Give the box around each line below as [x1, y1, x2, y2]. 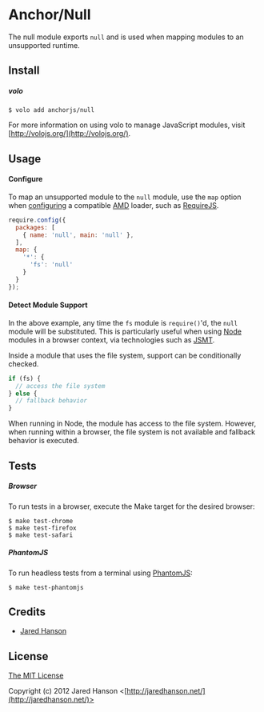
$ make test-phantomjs [8, 583, 84, 591]
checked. [8, 358, 39, 369]
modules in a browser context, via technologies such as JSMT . [8, 334, 215, 345]
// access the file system [15, 382, 106, 390]
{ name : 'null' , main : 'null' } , [22, 230, 134, 239]
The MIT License [8, 670, 64, 681]
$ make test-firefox [8, 524, 78, 532]
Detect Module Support [8, 300, 88, 310]
